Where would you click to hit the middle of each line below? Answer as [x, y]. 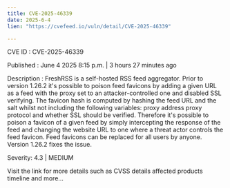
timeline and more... [36, 178]
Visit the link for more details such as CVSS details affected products [105, 171]
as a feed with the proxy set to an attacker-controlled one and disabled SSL [115, 93]
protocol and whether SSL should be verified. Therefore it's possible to [108, 115]
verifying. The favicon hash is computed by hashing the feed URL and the [112, 101]
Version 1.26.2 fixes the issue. [49, 145]
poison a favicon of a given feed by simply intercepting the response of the [114, 123]
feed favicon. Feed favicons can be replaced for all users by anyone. [105, 137]
